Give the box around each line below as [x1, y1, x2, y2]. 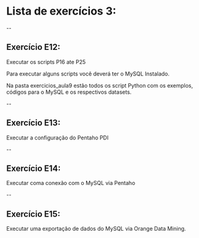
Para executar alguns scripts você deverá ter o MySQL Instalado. [6, 70, 170, 77]
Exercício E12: [6, 42, 61, 52]
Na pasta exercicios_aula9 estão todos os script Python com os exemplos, [6, 82, 194, 89]
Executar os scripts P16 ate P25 [6, 58, 86, 65]
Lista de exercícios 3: [6, 4, 117, 18]
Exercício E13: [6, 117, 61, 128]
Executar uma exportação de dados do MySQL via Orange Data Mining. [6, 225, 186, 233]
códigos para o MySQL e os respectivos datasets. [6, 88, 132, 96]
